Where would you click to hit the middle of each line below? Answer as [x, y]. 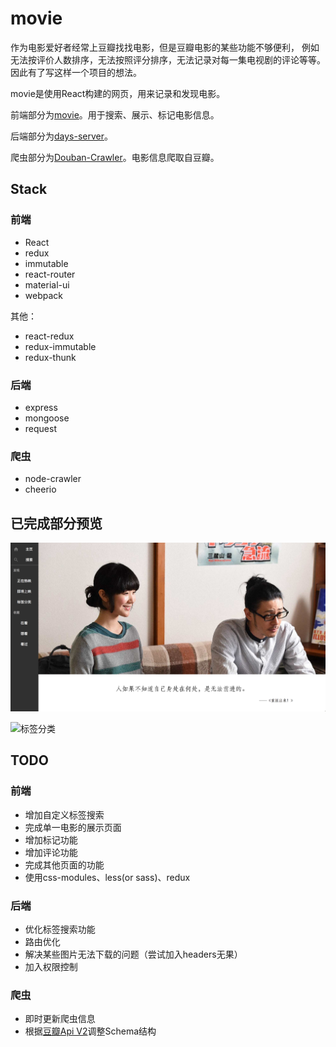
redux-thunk [50, 357]
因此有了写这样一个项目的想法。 [76, 72]
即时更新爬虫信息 [60, 1019]
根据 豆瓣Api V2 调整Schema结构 [90, 1031]
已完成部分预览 [56, 523]
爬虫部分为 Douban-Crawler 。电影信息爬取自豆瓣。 [115, 157]
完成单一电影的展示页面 [73, 827]
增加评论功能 [51, 852]
